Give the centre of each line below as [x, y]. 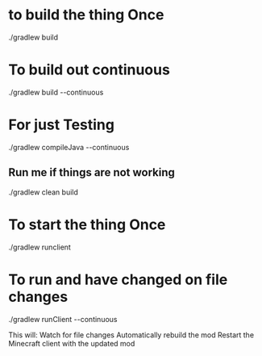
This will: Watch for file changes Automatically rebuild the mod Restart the [131, 335]
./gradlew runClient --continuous [63, 319]
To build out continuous [89, 70]
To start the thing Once [87, 224]
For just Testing [62, 125]
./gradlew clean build [44, 192]
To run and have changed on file [118, 279]
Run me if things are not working [92, 172]
